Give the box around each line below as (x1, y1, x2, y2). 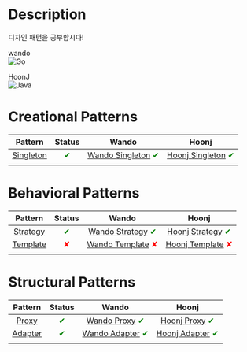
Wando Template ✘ (86, 239, 159, 250)
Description (8, 6, 87, 24)
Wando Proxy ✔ (86, 315, 145, 326)
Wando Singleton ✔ (87, 150, 160, 161)
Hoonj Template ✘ (165, 239, 234, 250)
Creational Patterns (8, 108, 138, 126)
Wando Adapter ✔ (82, 328, 149, 339)
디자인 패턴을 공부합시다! (8, 32, 84, 42)
